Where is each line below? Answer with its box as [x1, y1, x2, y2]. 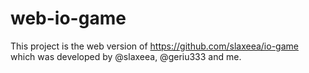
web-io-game [10, 7, 127, 30]
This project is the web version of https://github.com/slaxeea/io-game [10, 40, 299, 52]
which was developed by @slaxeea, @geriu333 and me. [10, 50, 242, 62]
